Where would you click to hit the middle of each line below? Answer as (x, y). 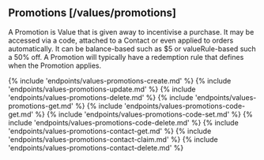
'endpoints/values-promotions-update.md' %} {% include (102, 89)
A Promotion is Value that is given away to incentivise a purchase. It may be (131, 32)
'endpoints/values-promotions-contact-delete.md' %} (96, 147)
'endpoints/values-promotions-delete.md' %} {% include (101, 97)
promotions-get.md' (41, 106)
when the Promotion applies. (55, 65)
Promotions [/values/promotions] (92, 13)
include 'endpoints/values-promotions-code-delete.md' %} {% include (123, 122)
